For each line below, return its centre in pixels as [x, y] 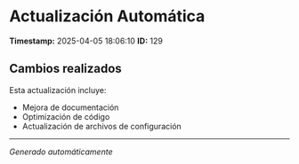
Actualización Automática [107, 16]
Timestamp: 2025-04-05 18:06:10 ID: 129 [86, 41]
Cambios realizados [65, 69]
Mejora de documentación [70, 107]
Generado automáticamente [61, 152]
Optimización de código [66, 116]
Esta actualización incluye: [58, 90]
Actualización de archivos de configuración [102, 126]
